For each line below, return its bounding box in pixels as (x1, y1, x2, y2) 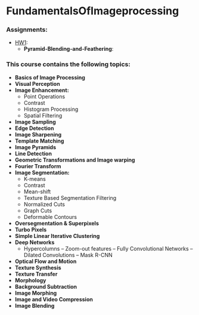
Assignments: (6, 26, 48, 34)
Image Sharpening (14, 131, 62, 138)
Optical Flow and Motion (14, 258, 77, 265)
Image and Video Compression (14, 295, 94, 302)
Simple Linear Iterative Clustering (14, 232, 100, 239)
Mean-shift (23, 188, 51, 195)
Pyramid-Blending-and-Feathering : (23, 45, 114, 52)
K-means (23, 175, 46, 183)
